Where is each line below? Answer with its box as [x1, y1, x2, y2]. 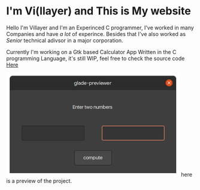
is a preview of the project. [6, 177, 72, 184]
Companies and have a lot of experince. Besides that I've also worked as [6, 30, 186, 37]
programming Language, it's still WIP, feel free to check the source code [6, 55, 185, 62]
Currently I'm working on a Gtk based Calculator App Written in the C [6, 48, 177, 55]
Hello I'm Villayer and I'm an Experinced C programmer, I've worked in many [6, 24, 195, 31]
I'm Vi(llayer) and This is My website [6, 4, 192, 18]
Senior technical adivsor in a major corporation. [6, 37, 124, 44]
